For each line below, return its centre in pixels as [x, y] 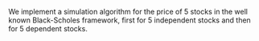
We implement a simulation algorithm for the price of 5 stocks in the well [128, 12]
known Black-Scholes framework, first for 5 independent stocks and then [129, 20]
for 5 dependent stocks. [48, 29]
